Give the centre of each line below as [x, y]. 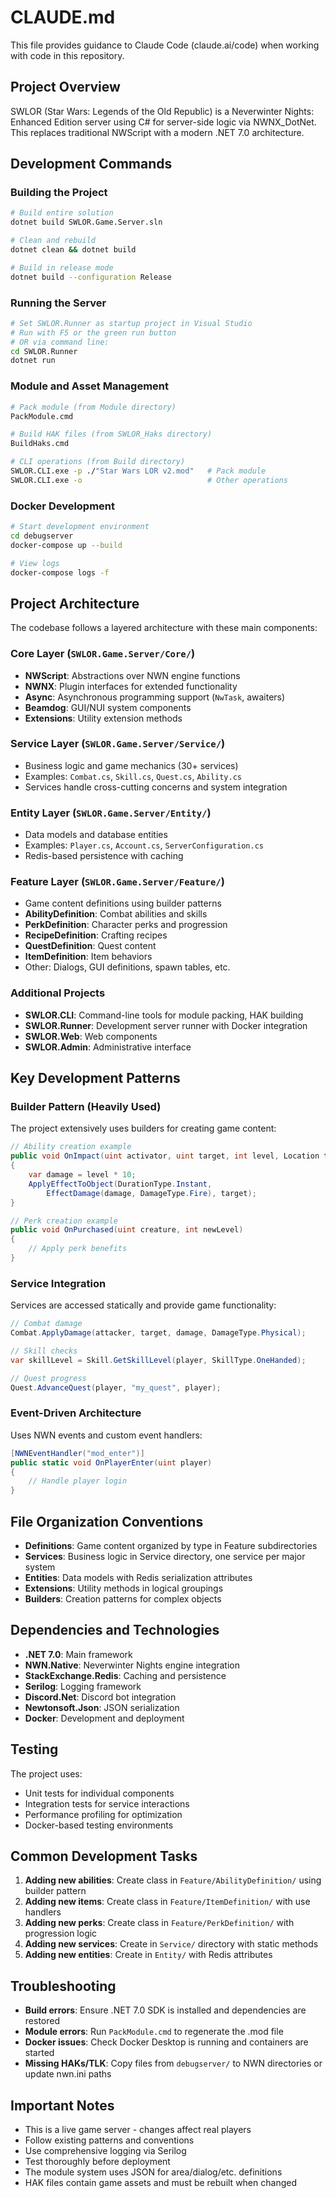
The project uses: [46, 1773]
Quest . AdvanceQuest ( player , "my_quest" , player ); [116, 1387]
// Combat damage [46, 1324]
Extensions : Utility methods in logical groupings [124, 1588]
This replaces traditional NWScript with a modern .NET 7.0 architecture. [157, 132]
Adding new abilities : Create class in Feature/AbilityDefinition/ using [173, 1880]
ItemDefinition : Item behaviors [88, 957]
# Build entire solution [62, 213]
